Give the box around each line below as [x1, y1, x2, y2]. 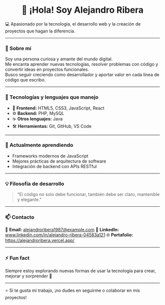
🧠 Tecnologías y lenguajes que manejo [5, 94, 99, 101]
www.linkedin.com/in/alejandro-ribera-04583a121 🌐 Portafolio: [5, 232, 134, 238]
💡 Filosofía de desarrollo [5, 180, 65, 187]
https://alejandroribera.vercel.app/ [5, 238, 75, 244]
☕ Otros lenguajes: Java [12, 115, 63, 122]
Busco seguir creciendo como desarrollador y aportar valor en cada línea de [5, 72, 160, 78]
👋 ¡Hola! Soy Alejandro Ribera [21, 4, 144, 16]
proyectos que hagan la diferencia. [5, 28, 76, 34]
